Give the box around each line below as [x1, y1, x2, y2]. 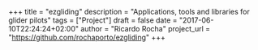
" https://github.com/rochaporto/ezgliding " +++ [8, 32, 166, 42]
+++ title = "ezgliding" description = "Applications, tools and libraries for [8, 7, 250, 16]
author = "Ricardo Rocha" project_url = [80, 24, 211, 33]
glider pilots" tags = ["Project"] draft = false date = [8, 15, 178, 25]
